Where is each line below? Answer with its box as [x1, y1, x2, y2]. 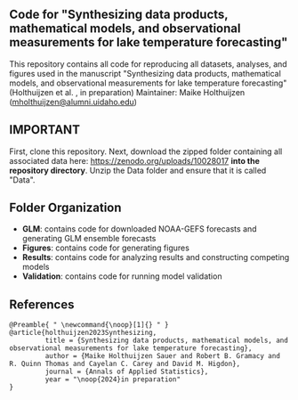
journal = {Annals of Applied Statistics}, [44, 367, 209, 377]
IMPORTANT [9, 122, 80, 137]
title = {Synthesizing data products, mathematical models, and [44, 336, 289, 346]
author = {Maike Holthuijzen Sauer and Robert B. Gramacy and [44, 352, 280, 361]
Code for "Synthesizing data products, [9, 7, 229, 22]
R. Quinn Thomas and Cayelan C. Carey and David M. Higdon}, [9, 360, 241, 369]
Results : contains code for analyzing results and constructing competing [21, 252, 290, 263]
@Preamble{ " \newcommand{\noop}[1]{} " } [9, 321, 169, 330]
